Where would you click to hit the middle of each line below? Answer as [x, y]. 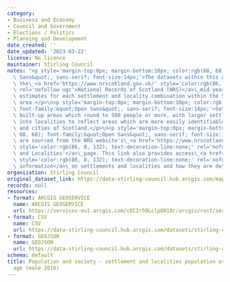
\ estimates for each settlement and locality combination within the [116, 97]
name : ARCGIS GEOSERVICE [49, 205]
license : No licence [37, 58]
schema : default [30, 255]
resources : [23, 192]
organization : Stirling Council [53, 172]
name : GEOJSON [33, 243]
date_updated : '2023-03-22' [47, 52]
